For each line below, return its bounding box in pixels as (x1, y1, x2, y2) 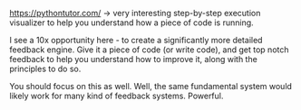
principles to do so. (9, 63, 82, 74)
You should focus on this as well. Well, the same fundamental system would (9, 81, 293, 91)
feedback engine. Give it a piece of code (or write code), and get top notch (9, 44, 289, 55)
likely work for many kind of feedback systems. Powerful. (9, 90, 224, 101)
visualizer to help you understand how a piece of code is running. (9, 17, 254, 28)
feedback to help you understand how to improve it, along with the (9, 54, 258, 64)
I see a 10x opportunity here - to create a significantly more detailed (9, 35, 263, 45)
